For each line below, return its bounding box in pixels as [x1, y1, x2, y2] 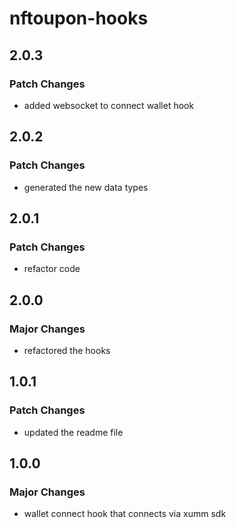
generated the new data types [23, 181, 149, 193]
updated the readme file [23, 426, 124, 438]
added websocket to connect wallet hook [23, 99, 195, 111]
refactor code [23, 263, 81, 275]
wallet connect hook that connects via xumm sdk [23, 508, 227, 520]
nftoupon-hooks [9, 7, 149, 30]
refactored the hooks [23, 344, 111, 356]
